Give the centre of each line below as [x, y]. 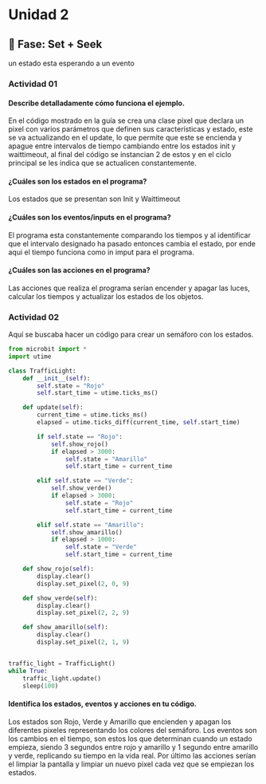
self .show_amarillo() [87, 532]
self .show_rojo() [80, 444]
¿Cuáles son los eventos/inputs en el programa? [90, 217]
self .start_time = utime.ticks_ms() [98, 393]
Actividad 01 [33, 84]
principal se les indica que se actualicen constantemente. [102, 163]
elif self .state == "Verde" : [85, 481]
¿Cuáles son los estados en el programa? [78, 181]
